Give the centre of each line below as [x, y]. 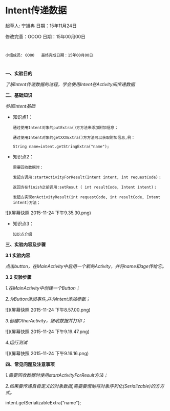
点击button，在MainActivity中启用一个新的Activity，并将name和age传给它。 [86, 266]
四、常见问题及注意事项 [30, 364]
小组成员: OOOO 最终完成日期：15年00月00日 [49, 55]
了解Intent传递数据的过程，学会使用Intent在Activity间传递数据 [70, 85]
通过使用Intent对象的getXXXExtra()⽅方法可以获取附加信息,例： [74, 138]
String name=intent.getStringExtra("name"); [61, 147]
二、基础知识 [19, 95]
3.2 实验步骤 [18, 277]
